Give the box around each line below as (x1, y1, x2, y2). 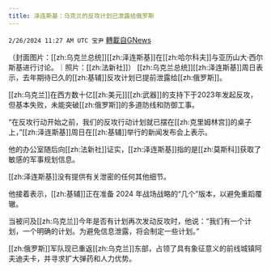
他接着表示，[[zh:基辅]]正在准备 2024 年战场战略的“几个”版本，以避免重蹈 (8, 188, 256, 198)
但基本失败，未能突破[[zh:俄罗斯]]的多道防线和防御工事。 (8, 100, 200, 109)
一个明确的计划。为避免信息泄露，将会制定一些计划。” (22, 226, 200, 235)
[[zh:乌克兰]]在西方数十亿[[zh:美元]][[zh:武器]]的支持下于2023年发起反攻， (8, 90, 257, 100)
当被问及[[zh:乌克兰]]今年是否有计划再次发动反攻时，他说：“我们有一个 (8, 216, 245, 226)
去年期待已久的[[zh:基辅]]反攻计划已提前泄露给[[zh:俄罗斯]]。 (22, 72, 227, 82)
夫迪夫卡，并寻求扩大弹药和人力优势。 (8, 253, 136, 263)
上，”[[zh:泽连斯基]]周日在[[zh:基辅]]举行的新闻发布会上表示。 (8, 127, 213, 137)
